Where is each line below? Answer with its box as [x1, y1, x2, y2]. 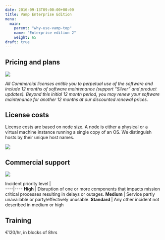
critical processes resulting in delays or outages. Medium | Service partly [5, 191, 155, 197]
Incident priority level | [5, 181, 51, 187]
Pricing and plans [5, 58, 60, 67]
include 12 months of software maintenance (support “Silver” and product [5, 85, 157, 92]
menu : [5, 16, 16, 21]
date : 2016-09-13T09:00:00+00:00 [5, 7, 74, 12]
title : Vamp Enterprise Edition [5, 12, 72, 17]
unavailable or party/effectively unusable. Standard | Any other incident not [5, 197, 160, 203]
